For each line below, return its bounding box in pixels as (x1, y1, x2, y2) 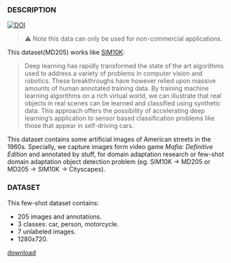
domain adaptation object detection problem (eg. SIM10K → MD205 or (7, 158, 211, 166)
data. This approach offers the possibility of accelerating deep (24, 107, 205, 115)
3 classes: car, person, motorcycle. (17, 219, 119, 228)
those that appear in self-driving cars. (24, 122, 135, 130)
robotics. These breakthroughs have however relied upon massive (24, 77, 216, 85)
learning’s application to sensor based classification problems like (24, 114, 216, 122)
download (7, 248, 37, 257)
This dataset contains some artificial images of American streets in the (7, 135, 211, 143)
